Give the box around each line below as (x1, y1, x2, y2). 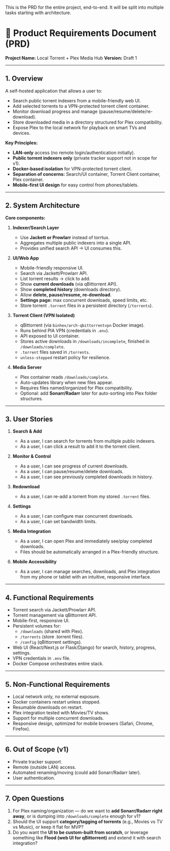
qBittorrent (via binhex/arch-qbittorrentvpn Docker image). (20, 322, 145, 328)
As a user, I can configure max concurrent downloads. (20, 513, 134, 519)
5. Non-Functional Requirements (5, 680, 110, 688)
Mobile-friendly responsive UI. (20, 264, 84, 270)
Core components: (5, 215, 46, 221)
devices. (12, 130, 31, 136)
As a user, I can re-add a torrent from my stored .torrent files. (20, 493, 151, 499)
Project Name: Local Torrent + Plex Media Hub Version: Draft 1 (5, 55, 137, 61)
